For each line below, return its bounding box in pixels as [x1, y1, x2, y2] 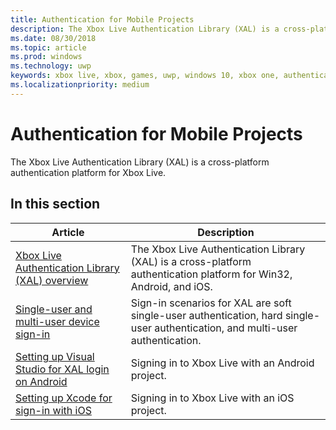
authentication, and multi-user [154, 321, 298, 335]
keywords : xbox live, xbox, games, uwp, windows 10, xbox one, [10, 71, 280, 81]
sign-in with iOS [15, 403, 92, 417]
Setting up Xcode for [15, 391, 113, 405]
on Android [15, 374, 68, 388]
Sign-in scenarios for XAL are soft [130, 296, 292, 310]
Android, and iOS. [130, 279, 213, 293]
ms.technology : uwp [10, 61, 92, 71]
